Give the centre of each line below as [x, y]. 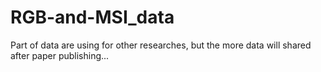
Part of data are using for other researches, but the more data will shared [161, 45]
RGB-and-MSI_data [92, 17]
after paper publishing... [60, 55]
